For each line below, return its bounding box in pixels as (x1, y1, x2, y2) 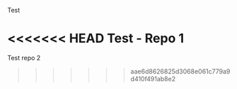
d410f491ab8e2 (130, 74, 175, 83)
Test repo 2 (7, 53, 41, 62)
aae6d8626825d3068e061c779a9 (130, 67, 231, 76)
